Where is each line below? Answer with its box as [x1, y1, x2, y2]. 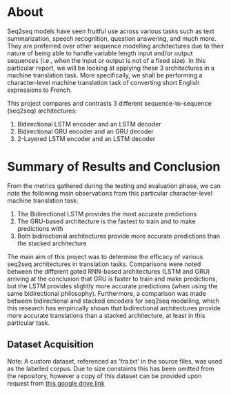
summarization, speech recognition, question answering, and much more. [7, 34, 217, 42]
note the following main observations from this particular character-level [7, 189, 212, 197]
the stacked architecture [17, 239, 87, 247]
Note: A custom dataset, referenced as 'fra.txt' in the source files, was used [7, 357, 223, 365]
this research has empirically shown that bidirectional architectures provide [7, 303, 221, 312]
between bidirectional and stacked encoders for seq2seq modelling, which [7, 297, 219, 305]
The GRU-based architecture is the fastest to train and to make [17, 217, 196, 225]
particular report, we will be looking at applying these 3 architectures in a [7, 64, 215, 72]
